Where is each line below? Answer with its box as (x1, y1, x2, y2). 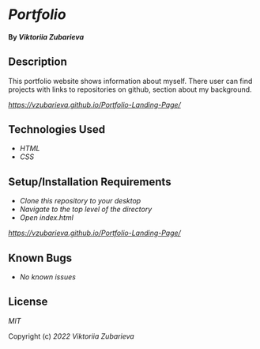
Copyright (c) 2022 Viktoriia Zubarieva (8, 331, 134, 341)
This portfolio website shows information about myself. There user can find (8, 76, 253, 85)
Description (8, 55, 67, 69)
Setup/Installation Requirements (8, 175, 171, 188)
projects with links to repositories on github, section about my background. (8, 85, 252, 94)
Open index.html (19, 213, 73, 222)
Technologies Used (8, 123, 105, 136)
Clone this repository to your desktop (19, 196, 141, 206)
